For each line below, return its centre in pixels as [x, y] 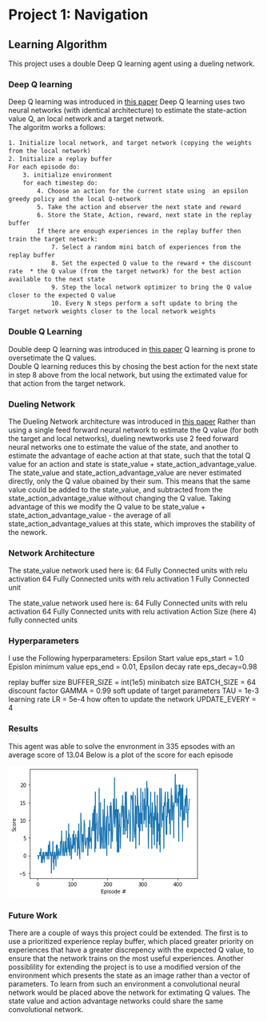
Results [23, 729]
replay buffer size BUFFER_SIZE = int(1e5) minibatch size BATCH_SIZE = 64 [132, 683]
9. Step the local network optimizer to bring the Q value [151, 288]
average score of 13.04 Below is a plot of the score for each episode [121, 755]
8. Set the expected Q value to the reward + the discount [151, 263]
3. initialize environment [68, 175]
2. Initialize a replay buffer [60, 159]
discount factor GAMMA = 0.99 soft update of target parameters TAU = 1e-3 [134, 691]
